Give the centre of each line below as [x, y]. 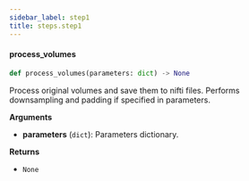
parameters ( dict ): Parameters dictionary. [100, 134]
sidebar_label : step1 [50, 17]
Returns [25, 152]
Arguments [31, 117]
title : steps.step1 [46, 26]
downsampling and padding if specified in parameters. [110, 100]
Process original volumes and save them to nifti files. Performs [124, 90]
